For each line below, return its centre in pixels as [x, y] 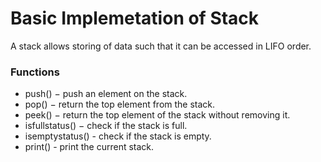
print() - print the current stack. [89, 147]
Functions [35, 72]
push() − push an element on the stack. [106, 94]
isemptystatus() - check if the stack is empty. [118, 136]
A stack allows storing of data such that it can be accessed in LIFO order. [161, 46]
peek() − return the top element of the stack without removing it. [157, 115]
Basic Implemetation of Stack [135, 18]
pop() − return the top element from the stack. [120, 104]
